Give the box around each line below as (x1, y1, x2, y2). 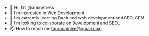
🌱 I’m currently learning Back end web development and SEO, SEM (9, 15, 145, 20)
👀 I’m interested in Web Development (9, 10, 85, 16)
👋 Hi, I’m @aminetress (9, 5, 55, 10)
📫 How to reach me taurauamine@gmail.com (9, 26, 102, 31)
